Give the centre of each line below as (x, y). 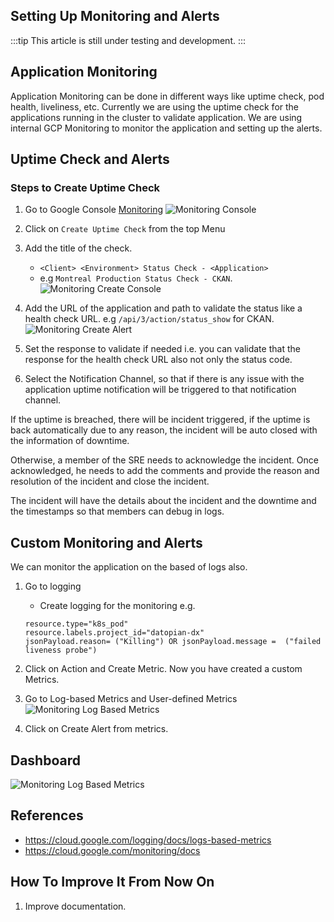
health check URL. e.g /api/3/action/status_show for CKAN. (149, 319)
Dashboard (45, 760)
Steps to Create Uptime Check (85, 187)
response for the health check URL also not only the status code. (158, 360)
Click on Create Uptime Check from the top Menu (125, 229)
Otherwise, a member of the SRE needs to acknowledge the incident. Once (164, 460)
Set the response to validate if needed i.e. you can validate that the (162, 349)
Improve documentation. (75, 906)
